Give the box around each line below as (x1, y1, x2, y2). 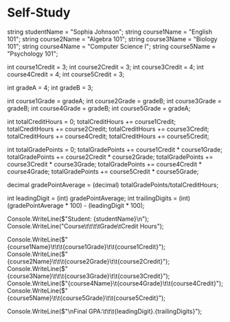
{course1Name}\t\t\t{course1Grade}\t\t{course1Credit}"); (7, 242, 166, 250)
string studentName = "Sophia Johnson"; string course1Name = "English (7, 28, 213, 36)
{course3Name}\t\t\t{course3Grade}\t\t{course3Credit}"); (7, 272, 170, 280)
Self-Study (7, 5, 71, 21)
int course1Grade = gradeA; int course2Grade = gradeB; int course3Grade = (7, 96, 222, 105)
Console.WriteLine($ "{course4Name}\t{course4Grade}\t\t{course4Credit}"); (7, 279, 223, 287)
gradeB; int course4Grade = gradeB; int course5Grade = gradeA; (7, 104, 191, 112)
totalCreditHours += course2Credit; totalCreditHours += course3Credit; (7, 125, 209, 133)
